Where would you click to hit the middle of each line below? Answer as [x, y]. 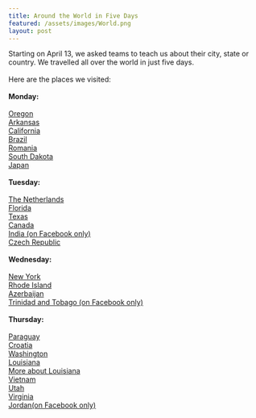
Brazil [18, 140]
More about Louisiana [44, 371]
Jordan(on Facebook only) [52, 405]
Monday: [24, 97]
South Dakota [31, 157]
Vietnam [22, 379]
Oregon [21, 114]
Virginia [21, 397]
